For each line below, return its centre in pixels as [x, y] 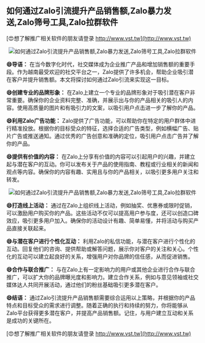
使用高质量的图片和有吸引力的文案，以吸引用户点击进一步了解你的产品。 [108, 107]
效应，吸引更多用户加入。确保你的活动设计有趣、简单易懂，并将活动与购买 [100, 220]
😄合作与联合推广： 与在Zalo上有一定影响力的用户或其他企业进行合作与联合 [101, 269]
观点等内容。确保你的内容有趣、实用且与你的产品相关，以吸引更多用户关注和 [103, 171]
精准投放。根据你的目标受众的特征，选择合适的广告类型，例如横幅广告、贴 [105, 128]
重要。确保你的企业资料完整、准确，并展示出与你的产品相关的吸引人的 [99, 100]
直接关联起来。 [30, 228]
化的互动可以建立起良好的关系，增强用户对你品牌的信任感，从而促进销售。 [100, 256]
